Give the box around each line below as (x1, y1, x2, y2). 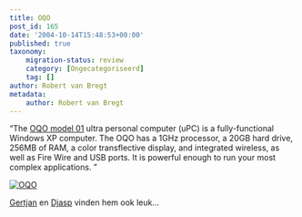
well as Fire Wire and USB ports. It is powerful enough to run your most (9, 152, 276, 163)
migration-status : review (25, 56, 125, 65)
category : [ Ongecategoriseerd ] (25, 65, 145, 74)
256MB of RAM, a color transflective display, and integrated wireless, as (9, 142, 280, 153)
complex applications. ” (9, 161, 97, 173)
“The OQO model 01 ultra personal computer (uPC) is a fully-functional (9, 123, 275, 134)
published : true (9, 38, 71, 48)
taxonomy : (9, 47, 47, 57)
